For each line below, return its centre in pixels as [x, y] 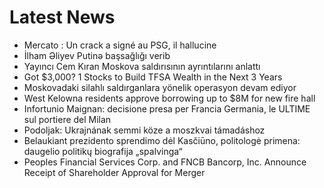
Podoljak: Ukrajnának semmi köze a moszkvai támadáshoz [144, 130]
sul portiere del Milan [67, 119]
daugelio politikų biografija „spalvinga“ [103, 151]
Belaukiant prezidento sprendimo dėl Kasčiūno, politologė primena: [162, 140]
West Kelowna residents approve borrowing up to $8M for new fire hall [169, 98]
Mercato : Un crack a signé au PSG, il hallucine [120, 45]
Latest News [62, 17]
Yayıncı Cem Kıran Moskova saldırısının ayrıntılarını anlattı [142, 66]
